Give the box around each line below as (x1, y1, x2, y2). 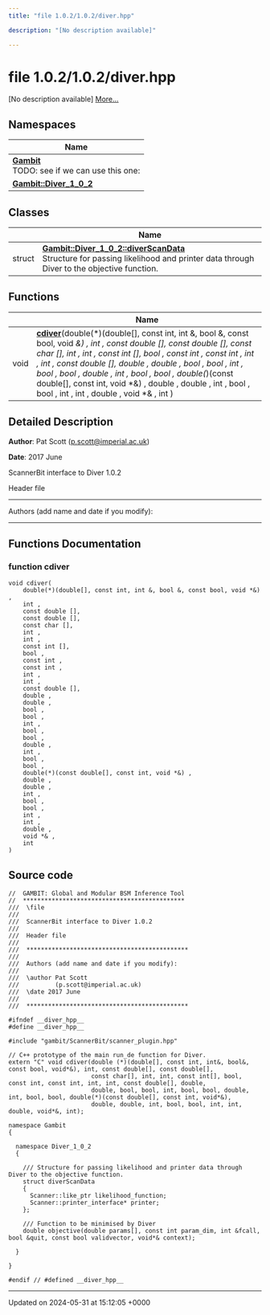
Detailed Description (8, 415, 114, 429)
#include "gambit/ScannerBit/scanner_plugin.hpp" (8, 1037, 178, 1045)
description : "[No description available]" (8, 26, 157, 35)
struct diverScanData (22, 1178, 95, 1186)
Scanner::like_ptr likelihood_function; (29, 1192, 167, 1200)
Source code (8, 868, 74, 882)
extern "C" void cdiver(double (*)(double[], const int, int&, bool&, (8, 1058, 250, 1067)
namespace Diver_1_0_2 (15, 1142, 92, 1151)
